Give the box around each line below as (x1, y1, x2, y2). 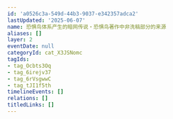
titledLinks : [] (7, 101, 54, 108)
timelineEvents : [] (7, 88, 64, 95)
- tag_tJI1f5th (7, 82, 52, 89)
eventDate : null (7, 43, 54, 50)
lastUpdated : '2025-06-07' (7, 17, 86, 24)
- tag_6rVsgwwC (7, 75, 52, 83)
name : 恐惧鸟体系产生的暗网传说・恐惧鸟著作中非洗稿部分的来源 (7, 23, 167, 30)
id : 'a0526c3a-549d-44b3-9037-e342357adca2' (7, 10, 139, 17)
